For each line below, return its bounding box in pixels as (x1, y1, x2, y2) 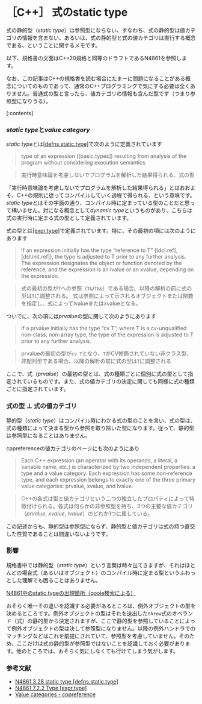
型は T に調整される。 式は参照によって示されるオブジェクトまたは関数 (20, 292, 194, 300)
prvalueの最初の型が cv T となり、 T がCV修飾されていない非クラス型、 (20, 350, 192, 357)
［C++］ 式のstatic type (6, 5, 128, 19)
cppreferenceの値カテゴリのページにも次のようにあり (6, 444, 140, 452)
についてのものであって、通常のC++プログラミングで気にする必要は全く (11, 82, 191, 89)
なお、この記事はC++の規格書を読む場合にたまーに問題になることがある (6, 75, 186, 82)
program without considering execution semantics (20, 159, 145, 166)
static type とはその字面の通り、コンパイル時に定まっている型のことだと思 (6, 200, 190, 207)
